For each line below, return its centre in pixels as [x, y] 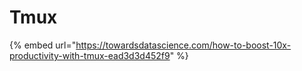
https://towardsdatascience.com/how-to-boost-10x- [183, 45]
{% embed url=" [43, 45]
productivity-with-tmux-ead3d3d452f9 [90, 55]
